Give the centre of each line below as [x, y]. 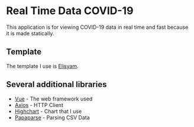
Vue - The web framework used [54, 99]
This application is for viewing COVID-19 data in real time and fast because [97, 27]
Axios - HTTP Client [39, 105]
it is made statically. [30, 33]
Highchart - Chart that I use [48, 111]
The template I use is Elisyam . [42, 66]
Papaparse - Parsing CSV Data [52, 117]
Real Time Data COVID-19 [70, 11]
